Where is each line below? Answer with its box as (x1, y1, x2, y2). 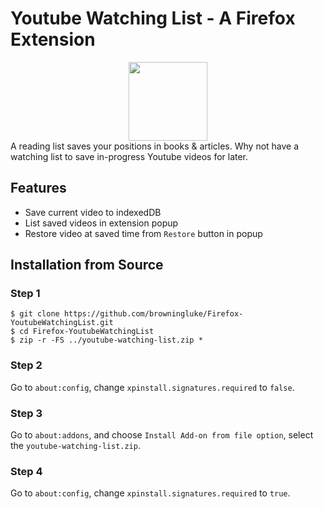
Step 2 (10, 358, 43, 372)
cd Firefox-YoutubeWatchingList (19, 327, 155, 337)
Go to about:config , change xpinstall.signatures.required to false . (10, 381, 295, 393)
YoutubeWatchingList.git (10, 318, 114, 328)
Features (10, 180, 67, 197)
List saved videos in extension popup (24, 217, 179, 229)
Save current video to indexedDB (24, 206, 162, 218)
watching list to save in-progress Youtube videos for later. (10, 150, 249, 162)
